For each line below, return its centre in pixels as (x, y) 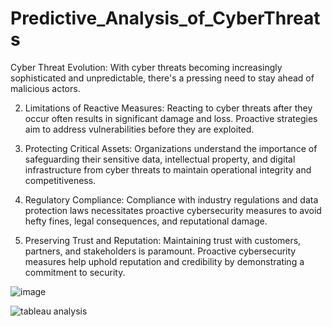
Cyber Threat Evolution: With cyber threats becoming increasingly (146, 67)
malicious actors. (45, 88)
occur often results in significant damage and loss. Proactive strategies (171, 118)
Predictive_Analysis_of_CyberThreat (165, 18)
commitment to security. (75, 272)
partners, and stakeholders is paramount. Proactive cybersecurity (160, 251)
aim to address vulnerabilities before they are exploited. (139, 129)
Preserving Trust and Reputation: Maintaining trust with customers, (163, 240)
